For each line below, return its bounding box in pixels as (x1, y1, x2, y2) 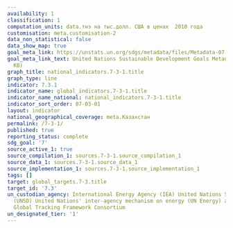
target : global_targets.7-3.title (7, 178, 107, 185)
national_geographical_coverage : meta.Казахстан (7, 113, 150, 120)
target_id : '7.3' (7, 185, 58, 192)
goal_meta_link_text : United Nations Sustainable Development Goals (7, 56, 209, 63)
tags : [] (7, 172, 33, 179)
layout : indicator (7, 107, 60, 114)
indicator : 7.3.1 (7, 81, 58, 88)
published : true (7, 127, 54, 133)
